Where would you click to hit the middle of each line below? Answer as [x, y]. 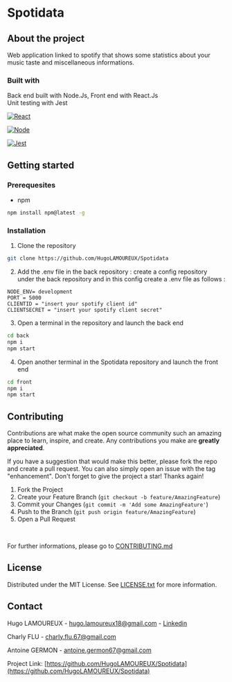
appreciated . [26, 448]
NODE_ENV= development [40, 292]
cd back [18, 336]
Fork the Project [40, 490]
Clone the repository [46, 246]
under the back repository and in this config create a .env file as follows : [121, 279]
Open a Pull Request [46, 519]
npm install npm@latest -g [46, 213]
